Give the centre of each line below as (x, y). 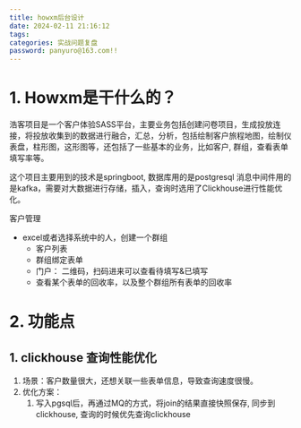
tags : (19, 34)
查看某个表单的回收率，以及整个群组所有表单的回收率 (134, 282)
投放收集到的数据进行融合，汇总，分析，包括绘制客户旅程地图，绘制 (158, 136)
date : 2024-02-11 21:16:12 (60, 26)
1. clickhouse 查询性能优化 (83, 358)
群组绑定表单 (59, 260)
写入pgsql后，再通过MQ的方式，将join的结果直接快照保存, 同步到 (155, 403)
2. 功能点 (42, 322)
